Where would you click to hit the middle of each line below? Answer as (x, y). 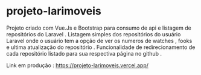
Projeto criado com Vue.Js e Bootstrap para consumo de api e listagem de (99, 28)
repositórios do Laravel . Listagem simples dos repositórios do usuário (94, 34)
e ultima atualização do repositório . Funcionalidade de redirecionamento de (101, 47)
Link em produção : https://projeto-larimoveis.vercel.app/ (78, 65)
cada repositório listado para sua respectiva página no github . (84, 53)
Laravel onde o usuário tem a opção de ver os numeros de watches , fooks (99, 41)
